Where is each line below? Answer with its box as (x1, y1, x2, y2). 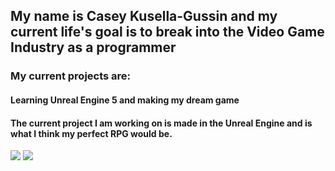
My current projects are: (10, 69, 132, 83)
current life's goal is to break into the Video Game (10, 24, 325, 41)
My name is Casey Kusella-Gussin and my (10, 8, 278, 25)
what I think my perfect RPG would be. (10, 127, 173, 139)
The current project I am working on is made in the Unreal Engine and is (10, 117, 313, 129)
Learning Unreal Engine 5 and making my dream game (10, 94, 240, 106)
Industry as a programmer (10, 39, 177, 56)
